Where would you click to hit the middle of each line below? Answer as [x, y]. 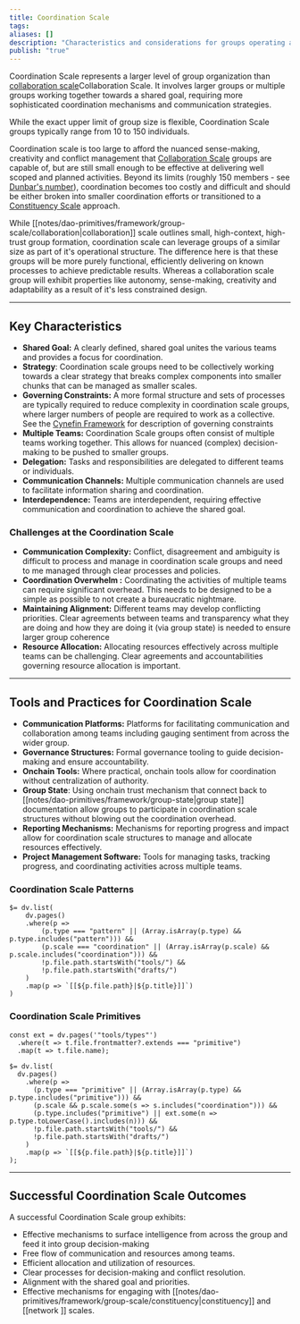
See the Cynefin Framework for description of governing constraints [148, 423]
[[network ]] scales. [58, 1311]
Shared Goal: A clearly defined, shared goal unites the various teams [149, 347]
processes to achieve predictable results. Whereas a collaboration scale [142, 271]
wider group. [46, 743]
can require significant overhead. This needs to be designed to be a [147, 590]
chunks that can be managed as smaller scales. [110, 385]
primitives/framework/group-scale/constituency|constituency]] [138, 1301]
